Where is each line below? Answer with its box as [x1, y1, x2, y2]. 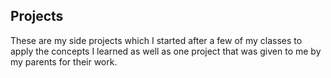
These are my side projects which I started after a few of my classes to [10, 34, 303, 46]
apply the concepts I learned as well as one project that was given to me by [10, 45, 322, 57]
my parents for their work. [10, 55, 118, 68]
